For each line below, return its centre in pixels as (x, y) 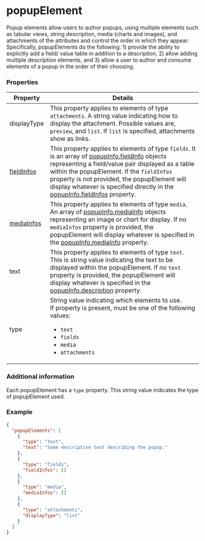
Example (20, 412)
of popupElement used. (36, 396)
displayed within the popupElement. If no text (115, 268)
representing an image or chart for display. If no (118, 220)
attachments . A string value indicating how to (114, 116)
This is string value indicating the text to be (111, 260)
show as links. (70, 139)
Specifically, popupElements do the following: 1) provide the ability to (93, 47)
